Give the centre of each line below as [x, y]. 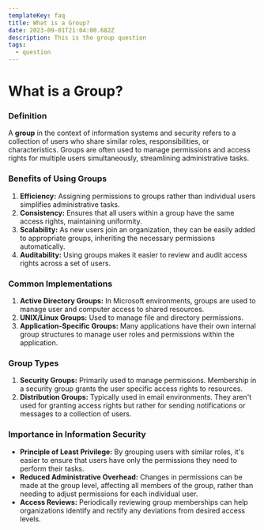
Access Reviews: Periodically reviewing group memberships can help [134, 502]
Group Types [34, 363]
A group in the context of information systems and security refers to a [122, 133]
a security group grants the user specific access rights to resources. [131, 389]
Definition [28, 116]
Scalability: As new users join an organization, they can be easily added [137, 229]
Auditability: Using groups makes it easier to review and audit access [133, 254]
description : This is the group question [77, 38]
